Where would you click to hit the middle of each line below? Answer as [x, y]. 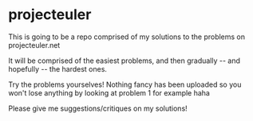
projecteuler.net [34, 45]
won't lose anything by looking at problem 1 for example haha [109, 92]
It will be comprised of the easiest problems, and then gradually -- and [125, 60]
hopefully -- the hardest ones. [58, 68]
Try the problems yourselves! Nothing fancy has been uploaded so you [125, 84]
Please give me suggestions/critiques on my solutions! [98, 108]
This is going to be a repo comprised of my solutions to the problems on [127, 37]
